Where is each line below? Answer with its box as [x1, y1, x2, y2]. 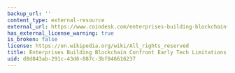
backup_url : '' [7, 10, 52, 17]
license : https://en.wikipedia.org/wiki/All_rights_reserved [7, 42, 190, 49]
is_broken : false [7, 36, 58, 43]
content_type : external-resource [7, 17, 105, 24]
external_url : [7, 23, 49, 30]
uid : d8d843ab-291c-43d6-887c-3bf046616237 [7, 56, 136, 63]
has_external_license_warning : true [7, 29, 114, 37]
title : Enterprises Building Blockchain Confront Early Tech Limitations [7, 49, 227, 56]
